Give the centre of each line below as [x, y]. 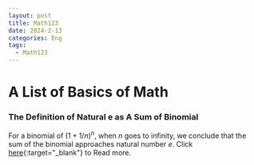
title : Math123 [34, 23]
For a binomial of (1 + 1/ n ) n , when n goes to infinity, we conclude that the [127, 135]
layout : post [30, 16]
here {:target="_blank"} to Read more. [70, 153]
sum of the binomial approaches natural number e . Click [101, 144]
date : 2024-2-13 [35, 30]
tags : [17, 45]
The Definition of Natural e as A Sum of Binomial [103, 117]
